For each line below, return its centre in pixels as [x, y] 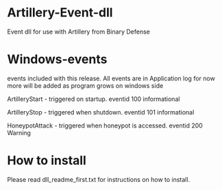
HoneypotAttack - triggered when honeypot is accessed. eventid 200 [105, 126]
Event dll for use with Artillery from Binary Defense [79, 32]
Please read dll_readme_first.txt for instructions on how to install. [99, 179]
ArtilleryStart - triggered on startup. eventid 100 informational [94, 99]
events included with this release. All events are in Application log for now [111, 78]
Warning [19, 132]
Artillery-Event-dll [60, 13]
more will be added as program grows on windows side [85, 85]
